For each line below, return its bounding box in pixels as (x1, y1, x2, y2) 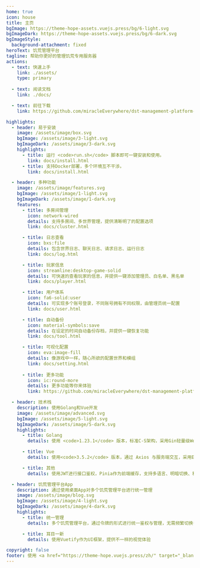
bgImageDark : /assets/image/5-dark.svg (17, 421, 116, 427)
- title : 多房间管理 (21, 207, 68, 213)
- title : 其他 (21, 465, 55, 471)
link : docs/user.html (27, 306, 82, 312)
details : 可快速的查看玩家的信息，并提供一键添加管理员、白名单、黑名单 (27, 273, 185, 279)
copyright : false (6, 547, 49, 553)
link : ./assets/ (17, 70, 58, 76)
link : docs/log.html (27, 251, 79, 257)
